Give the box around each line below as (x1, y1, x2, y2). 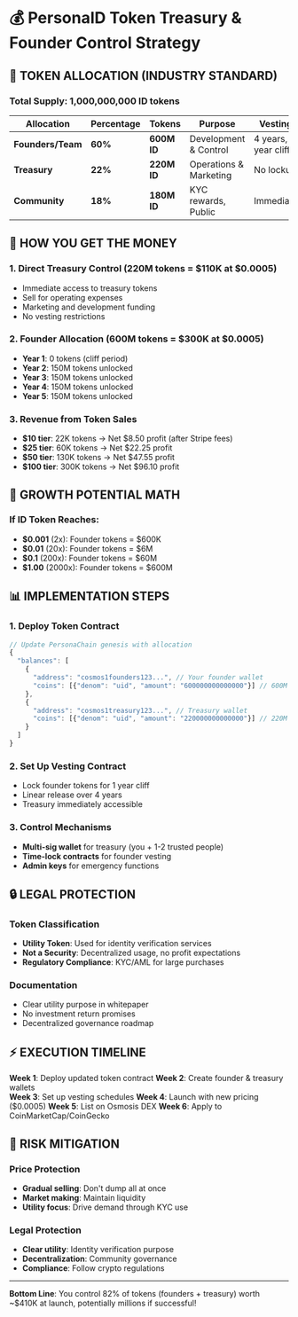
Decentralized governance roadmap (21, 1018, 154, 1029)
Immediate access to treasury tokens (21, 282, 158, 294)
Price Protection (9, 1163, 81, 1175)
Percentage (90, 117, 141, 129)
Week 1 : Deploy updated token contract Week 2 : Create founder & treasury (9, 1073, 284, 1084)
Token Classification (9, 918, 100, 930)
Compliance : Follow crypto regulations (21, 1263, 165, 1274)
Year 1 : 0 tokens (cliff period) (21, 353, 129, 364)
